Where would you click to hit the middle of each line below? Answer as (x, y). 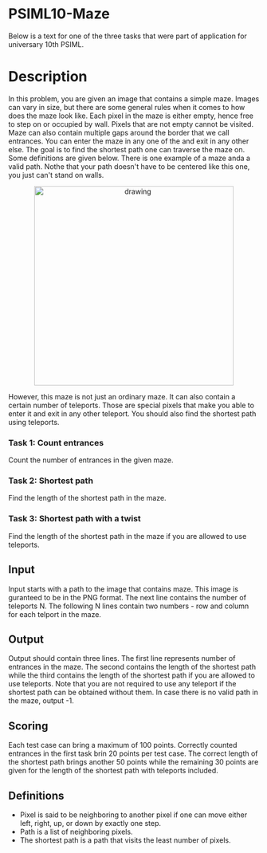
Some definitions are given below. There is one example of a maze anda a (130, 158)
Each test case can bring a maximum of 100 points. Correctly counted (123, 745)
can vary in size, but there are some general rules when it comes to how (127, 107)
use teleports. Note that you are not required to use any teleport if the (122, 684)
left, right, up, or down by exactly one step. (90, 824)
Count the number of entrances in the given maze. (91, 460)
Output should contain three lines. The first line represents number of (122, 658)
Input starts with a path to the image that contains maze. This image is (124, 589)
